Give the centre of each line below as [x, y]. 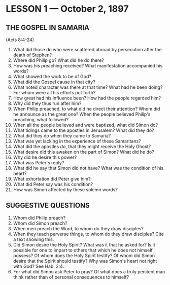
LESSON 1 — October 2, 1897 [67, 9]
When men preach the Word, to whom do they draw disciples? [78, 228]
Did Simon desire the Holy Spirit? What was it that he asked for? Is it [84, 244]
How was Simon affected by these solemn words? [65, 190]
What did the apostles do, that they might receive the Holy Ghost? [82, 147]
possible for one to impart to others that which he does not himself [83, 250]
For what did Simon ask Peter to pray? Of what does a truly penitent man [89, 271]
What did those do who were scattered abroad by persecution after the [87, 49]
